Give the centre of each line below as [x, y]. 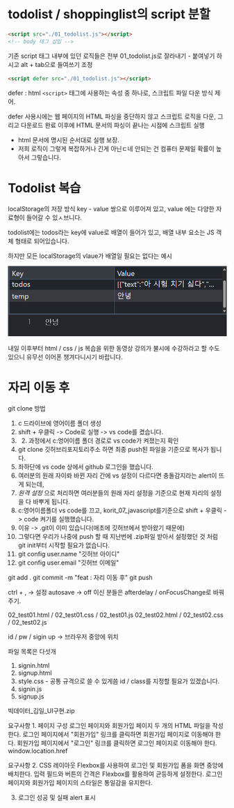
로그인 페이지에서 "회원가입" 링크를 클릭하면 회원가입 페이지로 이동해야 [118, 734]
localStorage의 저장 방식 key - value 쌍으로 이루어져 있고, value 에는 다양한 [111, 208]
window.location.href [38, 751]
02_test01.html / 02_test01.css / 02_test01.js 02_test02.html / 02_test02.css [116, 615]
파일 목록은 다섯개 [32, 651]
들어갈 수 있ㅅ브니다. [54, 218]
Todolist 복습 [44, 188]
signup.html [35, 673]
